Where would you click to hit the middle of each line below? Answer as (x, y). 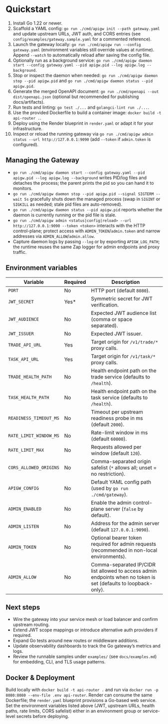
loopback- (140, 583)
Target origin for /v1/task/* (123, 356)
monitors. (23, 188)
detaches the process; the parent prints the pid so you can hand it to (83, 183)
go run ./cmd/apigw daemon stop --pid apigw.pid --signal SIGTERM (83, 194)
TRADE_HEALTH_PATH (30, 377)
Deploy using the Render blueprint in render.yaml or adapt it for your (83, 123)
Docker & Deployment (40, 678)
